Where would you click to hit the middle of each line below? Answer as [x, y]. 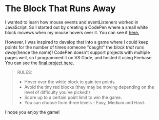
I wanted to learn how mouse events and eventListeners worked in [72, 22]
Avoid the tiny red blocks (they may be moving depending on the [89, 87]
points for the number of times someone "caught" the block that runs [75, 47]
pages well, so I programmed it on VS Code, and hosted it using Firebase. [79, 57]
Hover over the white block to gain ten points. [70, 82]
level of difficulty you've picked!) [57, 92]
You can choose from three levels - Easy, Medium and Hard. [85, 102]
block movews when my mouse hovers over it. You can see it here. [72, 32]
